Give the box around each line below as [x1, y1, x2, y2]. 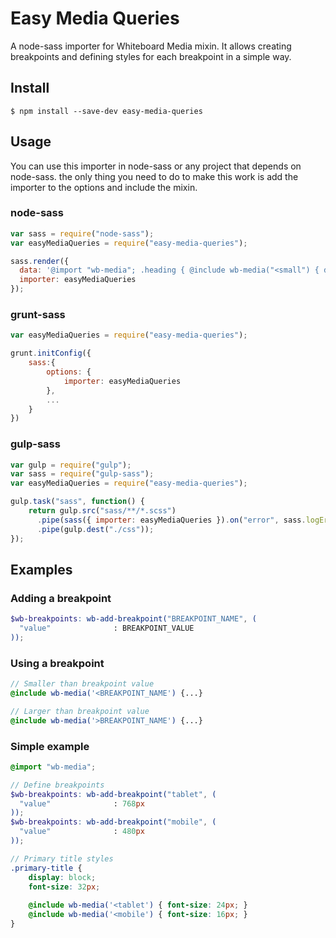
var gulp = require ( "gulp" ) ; [10, 460, 132, 470]
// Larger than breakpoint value [10, 706, 150, 716]
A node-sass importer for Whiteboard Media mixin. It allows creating [10, 40, 292, 52]
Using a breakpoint [10, 656, 105, 670]
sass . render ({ [10, 256, 70, 266]
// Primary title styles [10, 853, 114, 864]
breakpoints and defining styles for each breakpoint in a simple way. [10, 50, 292, 62]
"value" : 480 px [19, 827, 145, 837]
